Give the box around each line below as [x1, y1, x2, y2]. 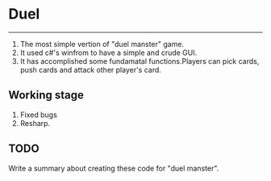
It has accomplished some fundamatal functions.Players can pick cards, [19, 56, 260, 65]
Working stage [8, 88, 85, 102]
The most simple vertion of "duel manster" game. [19, 39, 184, 48]
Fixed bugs [19, 110, 58, 120]
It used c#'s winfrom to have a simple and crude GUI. [19, 48, 198, 57]
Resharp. [19, 118, 51, 128]
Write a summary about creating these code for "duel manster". [8, 163, 219, 173]
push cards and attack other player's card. [19, 65, 161, 74]
